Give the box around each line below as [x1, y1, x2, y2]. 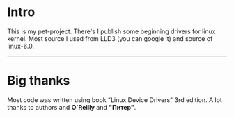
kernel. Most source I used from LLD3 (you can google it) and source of [7, 34, 213, 42]
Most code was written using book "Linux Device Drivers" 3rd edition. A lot [7, 95, 223, 104]
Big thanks [7, 73, 70, 89]
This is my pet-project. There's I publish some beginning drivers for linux [7, 27, 216, 35]
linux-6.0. [7, 42, 35, 50]
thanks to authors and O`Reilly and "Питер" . [7, 103, 136, 111]
